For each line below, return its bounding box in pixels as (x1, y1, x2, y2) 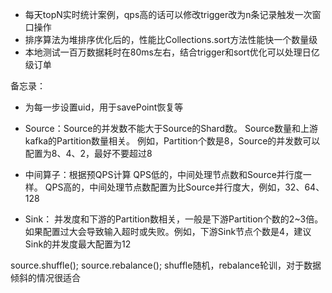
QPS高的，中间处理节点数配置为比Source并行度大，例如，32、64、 (44, 181, 325, 193)
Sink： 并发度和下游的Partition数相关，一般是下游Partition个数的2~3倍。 (24, 213, 324, 225)
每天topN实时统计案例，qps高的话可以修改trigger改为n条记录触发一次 (24, 9, 313, 20)
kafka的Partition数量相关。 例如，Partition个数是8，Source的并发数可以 (24, 135, 321, 147)
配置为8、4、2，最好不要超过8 (24, 148, 153, 159)
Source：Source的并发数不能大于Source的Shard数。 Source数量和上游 (24, 123, 318, 134)
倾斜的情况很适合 (10, 272, 81, 283)
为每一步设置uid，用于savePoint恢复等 (24, 101, 184, 113)
